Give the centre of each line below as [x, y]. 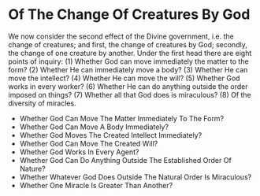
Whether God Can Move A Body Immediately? [94, 127]
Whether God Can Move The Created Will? [89, 143]
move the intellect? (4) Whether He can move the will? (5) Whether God [124, 78]
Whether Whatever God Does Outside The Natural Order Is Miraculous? [136, 177]
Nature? [32, 168]
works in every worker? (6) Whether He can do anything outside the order [128, 86]
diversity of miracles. [42, 103]
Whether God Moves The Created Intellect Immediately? [111, 135]
